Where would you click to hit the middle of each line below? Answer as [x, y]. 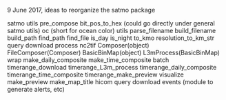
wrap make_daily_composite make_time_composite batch [88, 60]
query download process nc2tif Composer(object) [78, 45]
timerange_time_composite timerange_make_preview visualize [95, 74]
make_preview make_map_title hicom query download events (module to [110, 82]
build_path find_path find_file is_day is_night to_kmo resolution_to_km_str [111, 38]
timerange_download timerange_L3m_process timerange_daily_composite [112, 67]
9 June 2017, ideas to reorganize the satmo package [81, 10]
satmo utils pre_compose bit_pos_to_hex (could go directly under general [111, 23]
